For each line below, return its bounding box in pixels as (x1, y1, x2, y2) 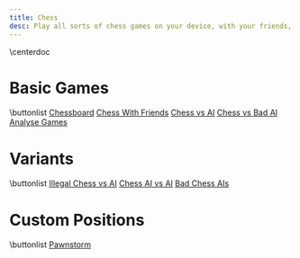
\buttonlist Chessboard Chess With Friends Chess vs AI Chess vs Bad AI (9, 107, 278, 118)
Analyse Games (9, 117, 68, 128)
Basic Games (9, 77, 110, 98)
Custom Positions (9, 209, 145, 230)
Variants (9, 148, 75, 169)
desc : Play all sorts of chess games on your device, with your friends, (9, 22, 293, 31)
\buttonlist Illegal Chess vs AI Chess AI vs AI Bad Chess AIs (9, 178, 230, 189)
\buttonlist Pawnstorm (9, 239, 92, 250)
